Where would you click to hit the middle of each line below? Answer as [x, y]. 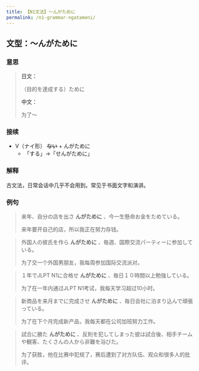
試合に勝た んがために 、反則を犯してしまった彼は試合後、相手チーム [107, 334]
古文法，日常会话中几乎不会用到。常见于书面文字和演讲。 [77, 185]
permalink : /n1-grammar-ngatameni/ [51, 17]
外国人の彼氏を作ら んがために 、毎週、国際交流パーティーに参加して [107, 243]
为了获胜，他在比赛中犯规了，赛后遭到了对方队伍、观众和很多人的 [103, 355]
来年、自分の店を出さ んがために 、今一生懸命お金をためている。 [102, 217]
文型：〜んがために [42, 43]
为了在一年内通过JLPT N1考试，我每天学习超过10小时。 [90, 288]
